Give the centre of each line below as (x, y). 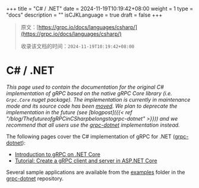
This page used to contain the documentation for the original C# (85, 87)
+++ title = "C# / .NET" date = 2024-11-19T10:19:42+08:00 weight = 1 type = (100, 9)
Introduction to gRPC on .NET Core (58, 154)
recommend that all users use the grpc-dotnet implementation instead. (93, 125)
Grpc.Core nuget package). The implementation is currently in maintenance (98, 99)
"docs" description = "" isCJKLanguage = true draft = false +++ (84, 15)
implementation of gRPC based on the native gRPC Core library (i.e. (89, 93)
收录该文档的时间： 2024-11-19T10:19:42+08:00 (78, 46)
